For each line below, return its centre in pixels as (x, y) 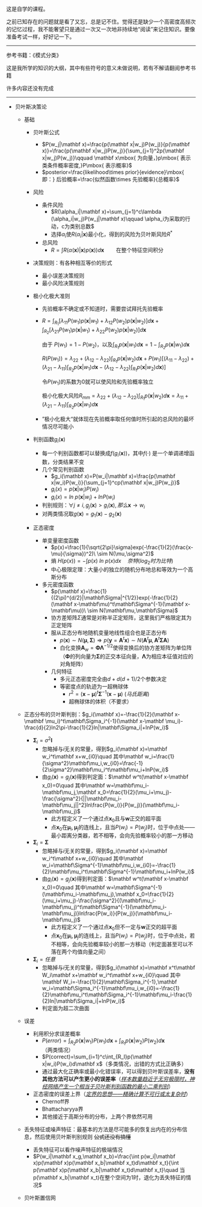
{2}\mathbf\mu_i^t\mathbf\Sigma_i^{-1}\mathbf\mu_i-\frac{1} (117, 994)
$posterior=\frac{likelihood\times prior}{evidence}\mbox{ (113, 172)
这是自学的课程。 (27, 9)
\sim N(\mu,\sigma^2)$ (126, 553)
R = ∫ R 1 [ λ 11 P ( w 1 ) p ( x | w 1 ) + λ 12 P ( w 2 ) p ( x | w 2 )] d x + (100, 322)
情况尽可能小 (58, 427)
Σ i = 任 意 (44, 960)
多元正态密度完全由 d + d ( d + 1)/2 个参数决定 (113, 678)
